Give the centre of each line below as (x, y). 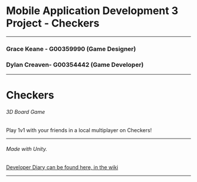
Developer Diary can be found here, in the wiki (62, 167)
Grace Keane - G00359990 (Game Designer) (71, 49)
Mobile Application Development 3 (92, 11)
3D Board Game (26, 112)
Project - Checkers (53, 23)
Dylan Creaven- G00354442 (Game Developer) (75, 65)
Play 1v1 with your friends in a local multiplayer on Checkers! (79, 130)
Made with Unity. (27, 149)
